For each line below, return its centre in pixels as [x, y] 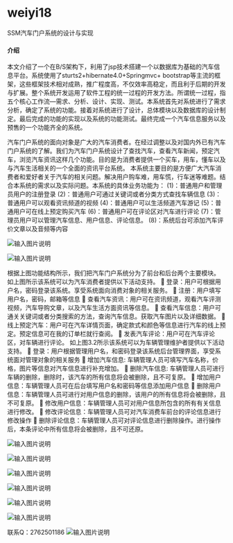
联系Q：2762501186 [36, 533]
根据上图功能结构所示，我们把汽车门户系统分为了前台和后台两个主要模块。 [113, 273]
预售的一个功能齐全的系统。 [47, 128]
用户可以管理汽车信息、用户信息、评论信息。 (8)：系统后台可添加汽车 [118, 221]
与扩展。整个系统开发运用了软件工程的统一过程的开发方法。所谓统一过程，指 [116, 93]
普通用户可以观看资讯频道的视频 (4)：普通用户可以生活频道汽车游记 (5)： [111, 203]
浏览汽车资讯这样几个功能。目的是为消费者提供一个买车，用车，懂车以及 [122, 160]
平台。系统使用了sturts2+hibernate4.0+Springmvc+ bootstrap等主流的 [114, 76]
